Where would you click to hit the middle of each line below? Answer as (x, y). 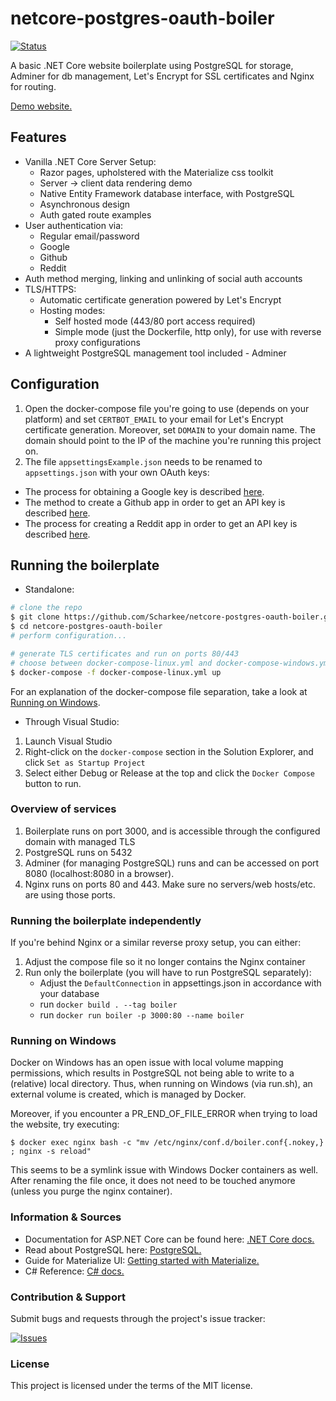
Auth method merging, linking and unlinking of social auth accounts (163, 278)
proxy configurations (97, 342)
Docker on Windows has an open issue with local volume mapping (147, 1063)
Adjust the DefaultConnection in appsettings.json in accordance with (180, 983)
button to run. (53, 783)
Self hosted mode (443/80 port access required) (155, 321)
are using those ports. (70, 894)
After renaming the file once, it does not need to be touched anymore (153, 1181)
